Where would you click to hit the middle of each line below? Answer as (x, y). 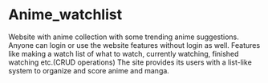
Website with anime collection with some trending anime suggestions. (124, 37)
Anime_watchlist (65, 15)
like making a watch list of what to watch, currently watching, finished (124, 53)
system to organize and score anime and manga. (89, 70)
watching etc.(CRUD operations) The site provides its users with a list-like (130, 62)
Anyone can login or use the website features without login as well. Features (134, 45)
